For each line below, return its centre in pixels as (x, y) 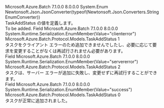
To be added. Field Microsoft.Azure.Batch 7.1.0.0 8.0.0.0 (62, 28)
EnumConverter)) (23, 17)
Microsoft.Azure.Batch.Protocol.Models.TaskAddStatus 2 (63, 67)
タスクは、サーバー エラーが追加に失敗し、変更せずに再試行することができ (81, 73)
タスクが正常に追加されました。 (37, 101)
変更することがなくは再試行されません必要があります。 (69, 51)
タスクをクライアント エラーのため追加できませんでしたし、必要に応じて (79, 45)
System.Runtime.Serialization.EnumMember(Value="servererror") (72, 62)
